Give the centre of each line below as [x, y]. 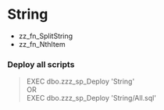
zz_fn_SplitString [46, 36]
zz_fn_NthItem [42, 44]
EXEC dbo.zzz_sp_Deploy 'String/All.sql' [91, 98]
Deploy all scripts [41, 64]
